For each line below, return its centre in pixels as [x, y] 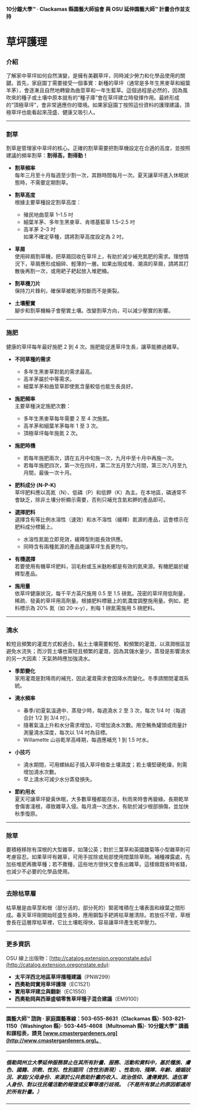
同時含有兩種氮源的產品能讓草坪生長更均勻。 [77, 546]
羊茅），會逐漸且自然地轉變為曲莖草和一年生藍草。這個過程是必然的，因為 [94, 90]
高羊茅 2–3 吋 [39, 229]
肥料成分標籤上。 [35, 526]
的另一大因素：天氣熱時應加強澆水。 [50, 658]
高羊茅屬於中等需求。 [49, 379]
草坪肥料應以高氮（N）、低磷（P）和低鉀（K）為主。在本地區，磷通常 [98, 492]
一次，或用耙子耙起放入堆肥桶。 [73, 271]
